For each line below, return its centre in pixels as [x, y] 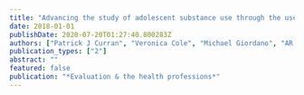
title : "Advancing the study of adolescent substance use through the [145, 18]
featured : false [40, 69]
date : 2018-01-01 [42, 26]
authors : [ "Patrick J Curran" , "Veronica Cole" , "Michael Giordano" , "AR [152, 43]
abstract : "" [34, 60]
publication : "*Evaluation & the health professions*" [115, 77]
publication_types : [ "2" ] [58, 52]
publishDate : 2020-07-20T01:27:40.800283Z [90, 34]
